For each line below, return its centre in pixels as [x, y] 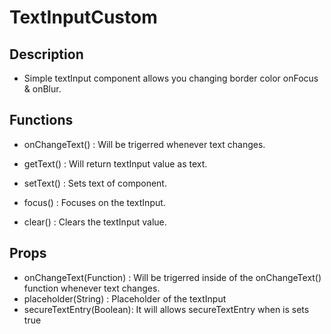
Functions [41, 120]
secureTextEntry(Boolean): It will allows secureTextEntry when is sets [166, 309]
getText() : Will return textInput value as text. [115, 163]
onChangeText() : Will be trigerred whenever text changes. [144, 144]
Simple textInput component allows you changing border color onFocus [171, 78]
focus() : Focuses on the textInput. [94, 202]
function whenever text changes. [92, 288]
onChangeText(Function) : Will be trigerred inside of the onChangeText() [172, 277]
